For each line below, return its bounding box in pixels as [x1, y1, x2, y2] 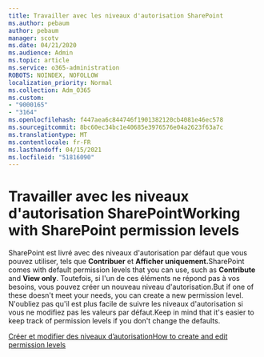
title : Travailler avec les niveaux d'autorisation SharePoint [8, 11, 224, 20]
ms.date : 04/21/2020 [8, 42, 78, 50]
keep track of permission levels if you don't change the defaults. [8, 316, 221, 326]
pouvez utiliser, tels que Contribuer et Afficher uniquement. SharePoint [8, 257, 245, 267]
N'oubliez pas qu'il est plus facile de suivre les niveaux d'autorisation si [8, 299, 244, 309]
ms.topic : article [8, 57, 70, 65]
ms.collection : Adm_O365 [8, 86, 91, 94]
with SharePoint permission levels [8, 222, 240, 240]
